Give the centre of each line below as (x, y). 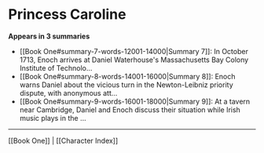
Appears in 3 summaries (49, 36)
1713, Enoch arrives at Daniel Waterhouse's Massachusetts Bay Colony (134, 60)
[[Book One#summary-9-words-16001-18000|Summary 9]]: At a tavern (135, 101)
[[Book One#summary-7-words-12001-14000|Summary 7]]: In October (134, 51)
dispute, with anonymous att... (68, 93)
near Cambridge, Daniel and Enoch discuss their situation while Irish (130, 109)
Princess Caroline (67, 15)
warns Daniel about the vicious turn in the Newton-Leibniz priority (126, 85)
